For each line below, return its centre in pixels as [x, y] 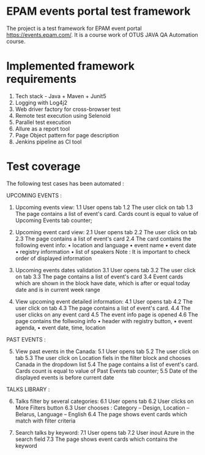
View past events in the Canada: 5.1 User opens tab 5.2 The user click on [107, 351]
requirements [41, 79]
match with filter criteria [45, 421]
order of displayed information [54, 258]
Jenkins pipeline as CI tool [48, 142]
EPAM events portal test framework [99, 11]
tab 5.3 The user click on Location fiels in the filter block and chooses [103, 357]
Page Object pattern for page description [67, 135]
